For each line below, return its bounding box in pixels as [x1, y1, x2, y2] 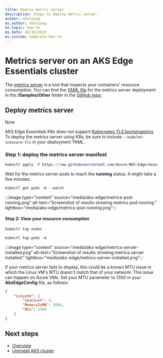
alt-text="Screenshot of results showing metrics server [33, 249, 144, 255]
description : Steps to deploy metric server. [5, 12, 98, 17]
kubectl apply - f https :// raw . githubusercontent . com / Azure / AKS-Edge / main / [5, 162, 160, 167]
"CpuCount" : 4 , [22, 298, 53, 303]
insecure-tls [5, 140, 32, 145]
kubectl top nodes [5, 226, 42, 231]
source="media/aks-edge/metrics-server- [54, 244, 139, 250]
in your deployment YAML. [32, 139, 85, 145]
